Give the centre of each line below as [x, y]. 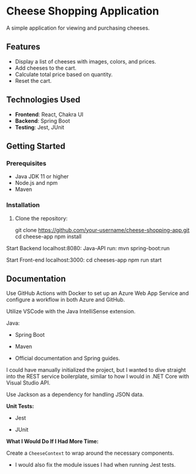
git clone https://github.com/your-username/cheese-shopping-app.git [102, 230]
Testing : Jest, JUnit [40, 127]
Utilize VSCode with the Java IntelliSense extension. [71, 311]
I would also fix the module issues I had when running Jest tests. [95, 465]
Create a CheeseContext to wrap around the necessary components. [90, 453]
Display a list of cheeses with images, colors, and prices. [86, 61]
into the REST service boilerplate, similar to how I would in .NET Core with [98, 377]
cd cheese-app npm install [48, 236]
